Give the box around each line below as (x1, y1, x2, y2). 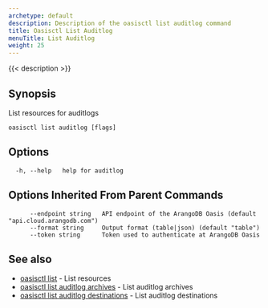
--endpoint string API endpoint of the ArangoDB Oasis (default (29, 209, 257, 217)
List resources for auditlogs (8, 107, 99, 117)
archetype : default (8, 11, 74, 20)
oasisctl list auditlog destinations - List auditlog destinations (19, 290, 218, 301)
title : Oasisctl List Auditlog (8, 26, 113, 34)
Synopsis (8, 87, 56, 100)
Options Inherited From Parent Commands (8, 188, 224, 202)
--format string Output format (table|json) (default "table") (29, 224, 261, 232)
